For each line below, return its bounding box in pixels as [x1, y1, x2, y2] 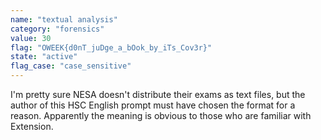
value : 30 [10, 33, 52, 43]
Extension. [10, 121, 54, 132]
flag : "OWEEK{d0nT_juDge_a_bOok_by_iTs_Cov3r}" [10, 42, 213, 53]
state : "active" [10, 52, 78, 62]
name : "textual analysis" [10, 14, 118, 25]
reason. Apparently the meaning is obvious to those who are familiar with [10, 110, 312, 121]
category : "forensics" [10, 24, 105, 34]
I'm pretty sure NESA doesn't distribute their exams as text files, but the [10, 89, 306, 100]
